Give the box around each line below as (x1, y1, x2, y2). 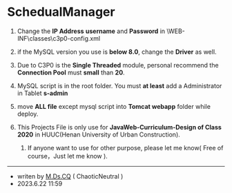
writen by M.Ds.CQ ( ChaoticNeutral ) (17, 172, 124, 180)
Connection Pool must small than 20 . (17, 68, 126, 77)
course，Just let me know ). (27, 152, 108, 160)
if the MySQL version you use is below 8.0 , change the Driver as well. (17, 48, 217, 56)
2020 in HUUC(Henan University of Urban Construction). (17, 130, 181, 139)
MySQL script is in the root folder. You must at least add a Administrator (17, 81, 222, 90)
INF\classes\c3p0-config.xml (17, 34, 101, 42)
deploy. (17, 110, 39, 118)
